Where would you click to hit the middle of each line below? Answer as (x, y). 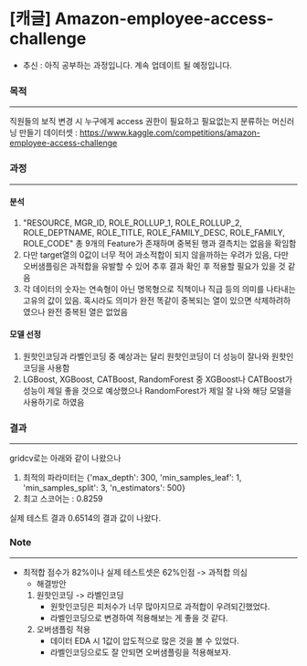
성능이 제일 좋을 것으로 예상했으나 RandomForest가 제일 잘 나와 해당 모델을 (157, 390)
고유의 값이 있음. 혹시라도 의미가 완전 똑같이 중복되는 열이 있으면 (137, 300)
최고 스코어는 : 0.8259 (63, 499)
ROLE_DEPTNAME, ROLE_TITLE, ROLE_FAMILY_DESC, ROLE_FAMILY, (154, 232)
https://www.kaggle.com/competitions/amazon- (169, 132)
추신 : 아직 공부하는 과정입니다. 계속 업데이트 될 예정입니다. (127, 65)
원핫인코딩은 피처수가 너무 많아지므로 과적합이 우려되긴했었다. (160, 606)
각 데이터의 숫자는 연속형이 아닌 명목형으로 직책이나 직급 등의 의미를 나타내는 (159, 289)
